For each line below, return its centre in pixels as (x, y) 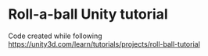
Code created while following (56, 36)
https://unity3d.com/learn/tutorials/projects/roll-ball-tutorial (104, 44)
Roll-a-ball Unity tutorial (88, 14)
